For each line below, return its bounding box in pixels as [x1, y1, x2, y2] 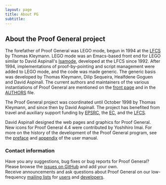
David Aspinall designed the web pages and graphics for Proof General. [5, 119, 151, 125]
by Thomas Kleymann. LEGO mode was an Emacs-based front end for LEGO [5, 53, 161, 59]
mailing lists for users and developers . [27, 174, 105, 180]
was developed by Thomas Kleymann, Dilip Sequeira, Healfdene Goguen [5, 74, 153, 80]
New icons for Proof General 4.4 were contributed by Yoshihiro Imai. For [5, 124, 152, 131]
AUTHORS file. [5, 90, 36, 96]
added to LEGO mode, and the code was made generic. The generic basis [5, 69, 156, 74]
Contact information [5, 148, 55, 154]
